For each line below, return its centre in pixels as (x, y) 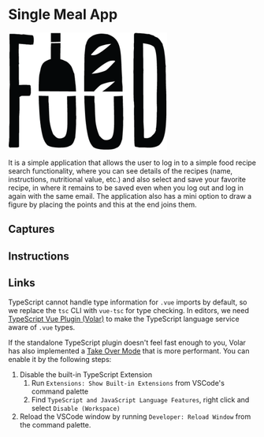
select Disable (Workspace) (76, 408)
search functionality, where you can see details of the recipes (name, (121, 170)
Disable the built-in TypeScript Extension (86, 374)
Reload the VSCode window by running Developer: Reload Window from (135, 416)
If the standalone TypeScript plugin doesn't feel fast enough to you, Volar (127, 342)
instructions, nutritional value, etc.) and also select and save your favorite (127, 179)
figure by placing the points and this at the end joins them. (102, 204)
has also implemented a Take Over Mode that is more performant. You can (129, 351)
